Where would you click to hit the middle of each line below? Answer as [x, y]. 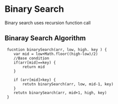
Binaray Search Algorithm [45, 38]
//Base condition [31, 58]
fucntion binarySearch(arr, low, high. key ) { [57, 50]
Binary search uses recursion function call [48, 23]
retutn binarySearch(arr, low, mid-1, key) [68, 84]
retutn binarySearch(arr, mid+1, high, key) [60, 93]
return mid [34, 67]
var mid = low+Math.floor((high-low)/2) [56, 54]
